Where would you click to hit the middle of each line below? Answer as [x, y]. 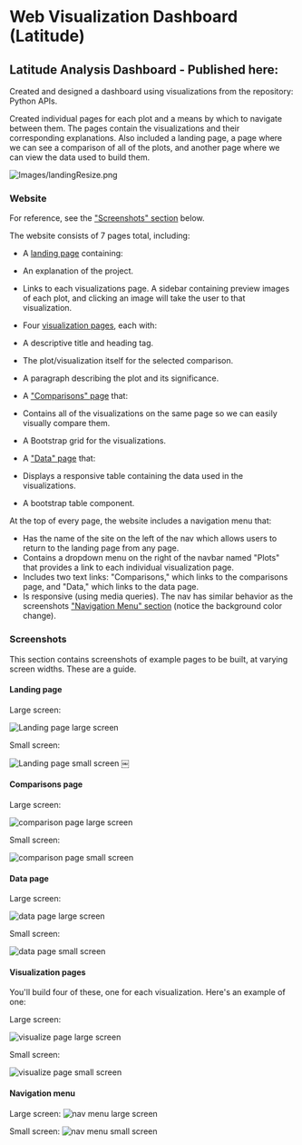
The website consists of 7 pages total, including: [100, 236]
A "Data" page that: [59, 458]
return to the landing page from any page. [101, 548]
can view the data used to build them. [80, 157]
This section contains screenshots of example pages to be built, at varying [149, 659]
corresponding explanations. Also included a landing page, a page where [146, 138]
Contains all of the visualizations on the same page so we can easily [150, 413]
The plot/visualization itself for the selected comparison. [128, 361]
